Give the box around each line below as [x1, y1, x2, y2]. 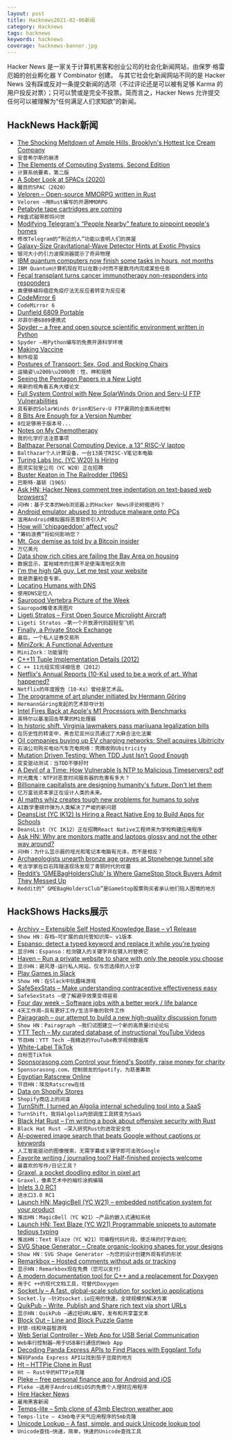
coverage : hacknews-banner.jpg [7, 42, 98, 49]
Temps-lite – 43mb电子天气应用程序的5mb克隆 [17, 1413, 136, 1420]
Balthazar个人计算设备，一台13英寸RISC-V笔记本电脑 [17, 450, 153, 456]
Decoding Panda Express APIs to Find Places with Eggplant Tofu [17, 1345, 202, 1353]
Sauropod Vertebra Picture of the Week [17, 595, 130, 604]
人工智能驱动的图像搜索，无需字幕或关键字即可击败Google [17, 1147, 161, 1154]
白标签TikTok [17, 1051, 52, 1058]
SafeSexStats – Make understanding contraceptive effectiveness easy [17, 984, 217, 992]
